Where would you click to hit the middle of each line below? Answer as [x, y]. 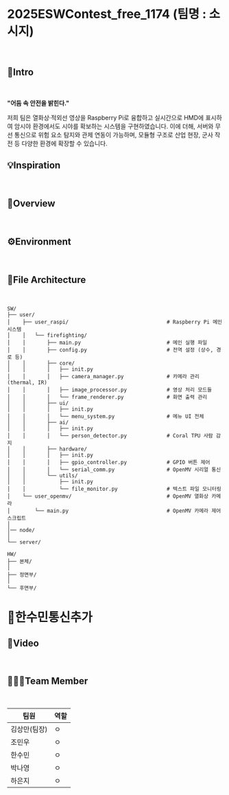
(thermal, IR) [27, 382]
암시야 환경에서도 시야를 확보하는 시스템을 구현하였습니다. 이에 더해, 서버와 [114, 126]
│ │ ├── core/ [41, 363]
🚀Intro [21, 72]
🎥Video [23, 643]
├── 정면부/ [22, 575]
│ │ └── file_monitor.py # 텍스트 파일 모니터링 [114, 489]
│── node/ [21, 530]
